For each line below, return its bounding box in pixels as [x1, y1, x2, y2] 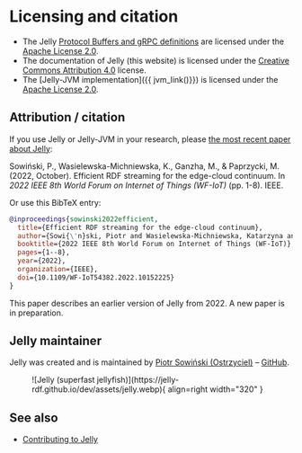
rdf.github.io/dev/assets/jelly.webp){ [31, 384, 166, 395]
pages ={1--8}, [17, 248, 70, 257]
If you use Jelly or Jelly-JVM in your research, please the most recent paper [9, 133, 291, 145]
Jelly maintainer [9, 333, 102, 349]
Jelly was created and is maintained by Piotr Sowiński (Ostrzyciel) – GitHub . [9, 357, 290, 368]
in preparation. [9, 307, 64, 318]
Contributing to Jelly [22, 434, 99, 445]
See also [9, 410, 58, 425]
